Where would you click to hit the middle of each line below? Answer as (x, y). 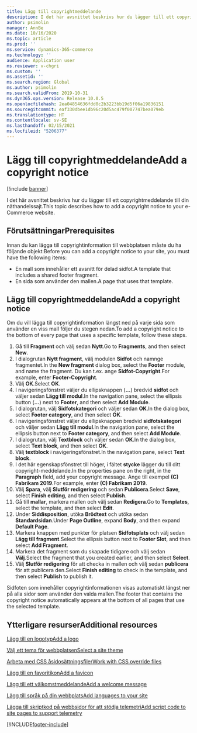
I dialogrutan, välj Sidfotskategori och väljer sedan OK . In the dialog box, (102, 409)
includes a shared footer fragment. (57, 275)
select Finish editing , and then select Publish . (71, 495)
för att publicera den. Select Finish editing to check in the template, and (101, 570)
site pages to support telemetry (44, 713)
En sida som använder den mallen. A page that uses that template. (94, 281)
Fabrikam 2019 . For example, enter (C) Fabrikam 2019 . (81, 483)
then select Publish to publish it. (54, 576)
